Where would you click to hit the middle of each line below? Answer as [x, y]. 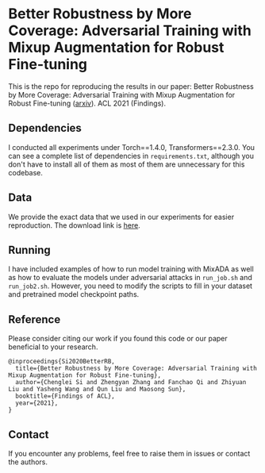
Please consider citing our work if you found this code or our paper [118, 339]
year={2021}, [37, 403]
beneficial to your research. [53, 347]
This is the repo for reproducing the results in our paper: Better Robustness [131, 86]
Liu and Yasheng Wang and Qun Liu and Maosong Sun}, [97, 390]
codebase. [26, 172]
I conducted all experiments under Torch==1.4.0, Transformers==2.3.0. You [132, 147]
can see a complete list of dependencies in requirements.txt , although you [131, 156]
